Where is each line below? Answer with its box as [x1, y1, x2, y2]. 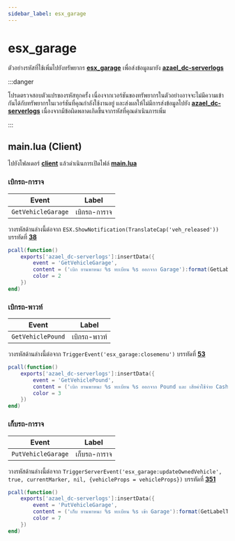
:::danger [8, 77, 34, 86]
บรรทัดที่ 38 [8, 232, 37, 241]
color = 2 [33, 273, 61, 280]
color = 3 [33, 390, 61, 397]
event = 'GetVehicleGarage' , [33, 260, 118, 267]
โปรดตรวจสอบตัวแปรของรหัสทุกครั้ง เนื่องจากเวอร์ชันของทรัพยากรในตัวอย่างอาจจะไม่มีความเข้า [8, 91, 224, 99]
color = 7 [33, 514, 61, 522]
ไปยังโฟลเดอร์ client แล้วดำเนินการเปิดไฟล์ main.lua [8, 159, 137, 168]
